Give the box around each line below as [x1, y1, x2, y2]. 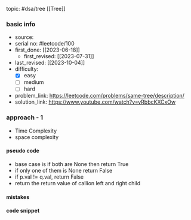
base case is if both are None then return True [14, 160, 129, 167]
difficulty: [14, 65, 39, 73]
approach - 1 [6, 113, 44, 122]
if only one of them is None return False [14, 167, 113, 174]
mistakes [6, 193, 30, 200]
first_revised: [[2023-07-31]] [23, 53, 94, 60]
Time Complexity [14, 127, 57, 134]
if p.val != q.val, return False [14, 173, 84, 180]
